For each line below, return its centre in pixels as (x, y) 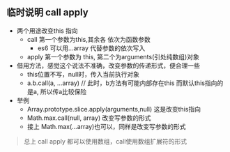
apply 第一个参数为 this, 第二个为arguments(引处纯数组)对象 (113, 56)
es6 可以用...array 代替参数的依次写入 (91, 48)
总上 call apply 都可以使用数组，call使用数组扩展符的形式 (105, 141)
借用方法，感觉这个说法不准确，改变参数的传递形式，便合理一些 (108, 66)
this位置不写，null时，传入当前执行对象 (83, 74)
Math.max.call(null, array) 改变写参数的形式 (89, 118)
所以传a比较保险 (63, 91)
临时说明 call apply (47, 13)
